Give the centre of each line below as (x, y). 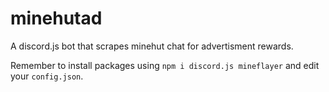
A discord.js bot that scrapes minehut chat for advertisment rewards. (152, 46)
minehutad (56, 18)
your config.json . (47, 76)
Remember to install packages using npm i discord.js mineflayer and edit (165, 65)
